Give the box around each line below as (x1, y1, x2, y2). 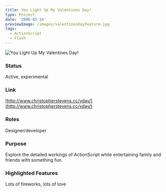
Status (5, 62, 22, 69)
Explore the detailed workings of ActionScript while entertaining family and (5, 151, 161, 158)
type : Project (5, 12, 35, 17)
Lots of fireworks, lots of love (5, 181, 66, 187)
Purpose (5, 140, 27, 147)
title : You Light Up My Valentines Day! (5, 7, 92, 13)
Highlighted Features (5, 169, 58, 176)
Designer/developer (5, 127, 47, 133)
